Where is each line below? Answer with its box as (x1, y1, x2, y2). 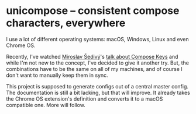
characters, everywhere (6, 16, 126, 30)
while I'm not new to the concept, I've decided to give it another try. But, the (6, 59, 189, 66)
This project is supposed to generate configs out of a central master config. (6, 83, 189, 90)
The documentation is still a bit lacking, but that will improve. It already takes (6, 89, 190, 96)
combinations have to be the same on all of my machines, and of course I (6, 65, 183, 72)
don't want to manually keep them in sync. (6, 72, 108, 79)
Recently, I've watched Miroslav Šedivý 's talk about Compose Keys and (6, 53, 178, 60)
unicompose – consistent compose (6, 4, 180, 17)
